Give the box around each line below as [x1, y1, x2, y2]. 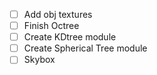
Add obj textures [23, 9, 93, 20]
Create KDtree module [23, 31, 117, 43]
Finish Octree [23, 20, 80, 32]
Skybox [23, 54, 56, 66]
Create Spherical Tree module [23, 42, 148, 54]
